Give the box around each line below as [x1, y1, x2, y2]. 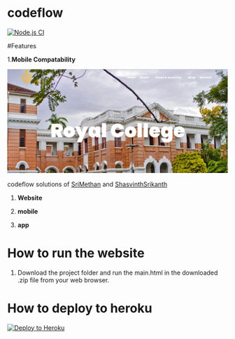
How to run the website [7, 245, 145, 261]
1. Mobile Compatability [7, 55, 76, 64]
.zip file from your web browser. [17, 275, 110, 284]
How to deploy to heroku [7, 300, 152, 316]
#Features [7, 41, 37, 50]
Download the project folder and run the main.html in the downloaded [17, 268, 218, 277]
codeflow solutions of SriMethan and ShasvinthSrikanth [7, 180, 168, 188]
